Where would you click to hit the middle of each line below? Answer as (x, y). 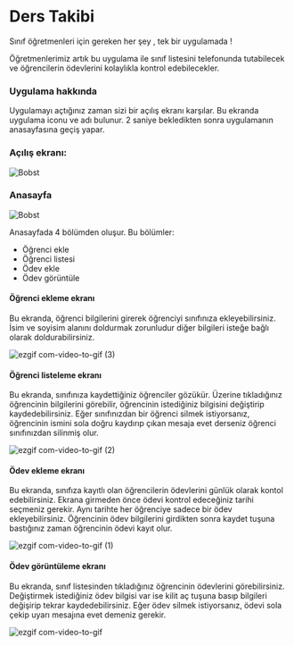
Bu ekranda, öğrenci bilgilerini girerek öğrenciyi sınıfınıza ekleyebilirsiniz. (143, 318)
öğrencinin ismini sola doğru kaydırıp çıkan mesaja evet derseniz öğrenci (143, 424)
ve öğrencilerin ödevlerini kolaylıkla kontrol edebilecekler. (114, 68)
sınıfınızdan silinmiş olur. (54, 433)
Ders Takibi (52, 17)
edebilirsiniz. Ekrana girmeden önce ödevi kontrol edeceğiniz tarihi (131, 500)
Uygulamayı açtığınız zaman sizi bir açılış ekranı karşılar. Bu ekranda (134, 111)
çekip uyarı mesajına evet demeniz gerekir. (88, 615)
